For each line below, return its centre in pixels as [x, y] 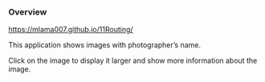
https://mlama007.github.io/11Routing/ [71, 30]
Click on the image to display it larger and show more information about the [133, 61]
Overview [28, 12]
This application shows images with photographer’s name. [105, 45]
